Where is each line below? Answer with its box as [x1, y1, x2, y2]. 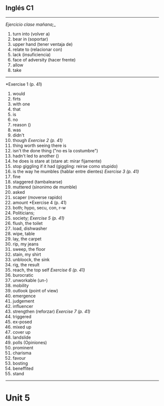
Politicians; [12, 210, 35, 216]
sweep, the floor [12, 246, 46, 252]
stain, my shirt [12, 251, 41, 257]
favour [12, 355, 26, 361]
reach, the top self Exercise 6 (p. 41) [12, 267, 86, 273]
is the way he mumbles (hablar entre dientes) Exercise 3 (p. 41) [12, 168, 139, 174]
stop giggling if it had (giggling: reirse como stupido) [12, 163, 118, 169]
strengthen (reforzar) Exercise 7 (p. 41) [12, 308, 91, 314]
